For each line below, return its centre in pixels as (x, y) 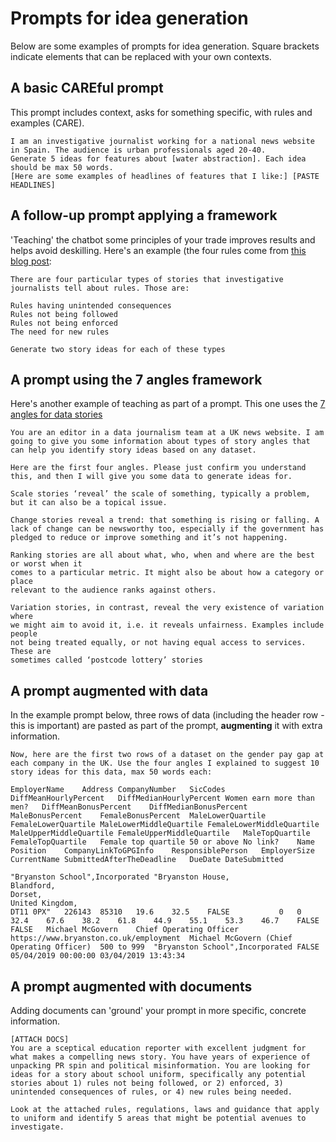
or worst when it (46, 564)
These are (31, 652)
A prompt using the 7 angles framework (136, 379)
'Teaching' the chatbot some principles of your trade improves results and (163, 239)
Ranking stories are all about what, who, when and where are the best (162, 555)
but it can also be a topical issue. (89, 503)
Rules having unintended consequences (91, 305)
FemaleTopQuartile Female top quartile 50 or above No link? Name (162, 842)
